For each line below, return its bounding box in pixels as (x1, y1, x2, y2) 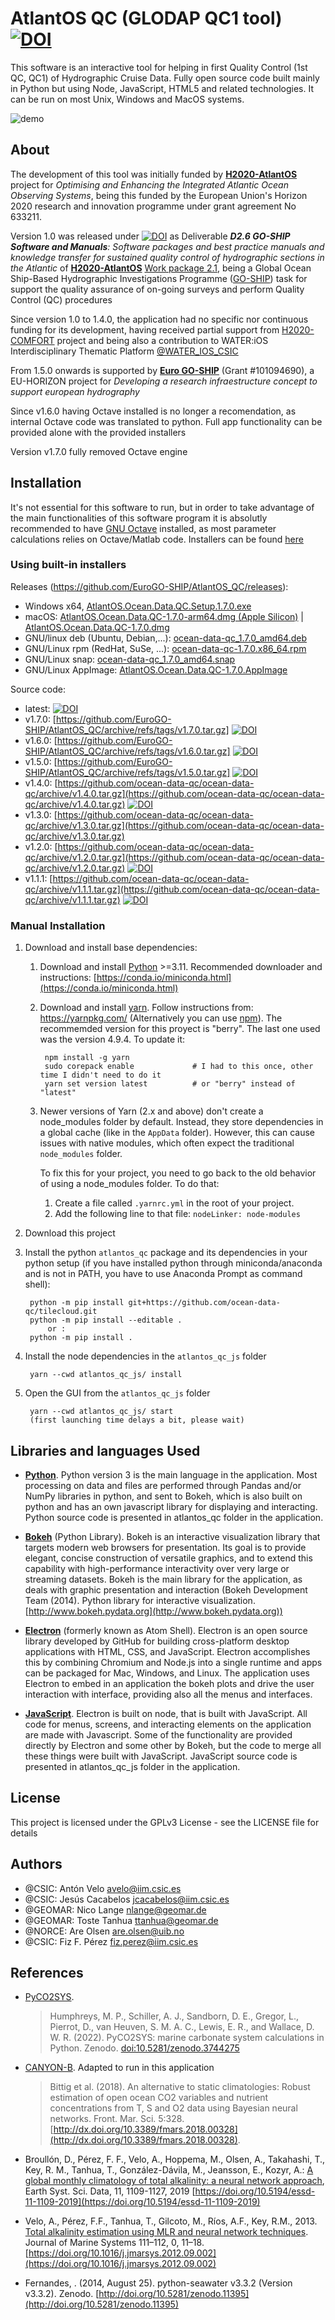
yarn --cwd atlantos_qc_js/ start (29, 1407, 174, 1417)
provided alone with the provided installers (10, 426, 187, 438)
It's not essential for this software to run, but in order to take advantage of (10, 501, 315, 513)
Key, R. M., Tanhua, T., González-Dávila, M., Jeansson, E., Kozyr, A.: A (24, 2164, 314, 2176)
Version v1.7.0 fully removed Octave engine (10, 445, 188, 457)
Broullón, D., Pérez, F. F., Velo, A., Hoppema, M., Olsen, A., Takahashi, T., (24, 2153, 326, 2166)
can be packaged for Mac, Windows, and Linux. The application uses (24, 1667, 310, 1679)
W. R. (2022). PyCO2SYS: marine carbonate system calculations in (49, 2032, 325, 2044)
